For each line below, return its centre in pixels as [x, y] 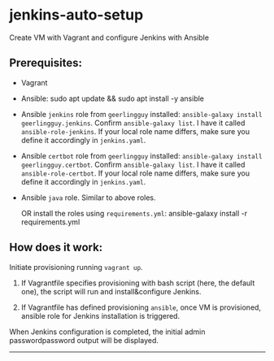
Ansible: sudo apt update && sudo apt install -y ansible [113, 98]
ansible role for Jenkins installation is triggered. [100, 315]
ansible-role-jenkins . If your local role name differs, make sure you [135, 131]
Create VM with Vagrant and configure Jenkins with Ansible [109, 37]
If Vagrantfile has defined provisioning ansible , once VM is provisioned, [141, 307]
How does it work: [56, 248]
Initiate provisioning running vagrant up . [76, 267]
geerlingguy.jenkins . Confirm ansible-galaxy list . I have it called [133, 123]
